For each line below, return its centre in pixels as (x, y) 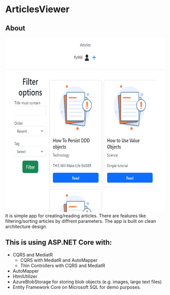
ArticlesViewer (38, 9)
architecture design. (26, 226)
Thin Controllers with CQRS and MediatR (63, 266)
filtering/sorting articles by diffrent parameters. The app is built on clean (81, 221)
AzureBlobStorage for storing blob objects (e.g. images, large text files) (87, 282)
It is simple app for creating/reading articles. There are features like (76, 216)
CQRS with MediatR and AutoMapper (59, 260)
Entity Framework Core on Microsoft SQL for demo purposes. (77, 287)
